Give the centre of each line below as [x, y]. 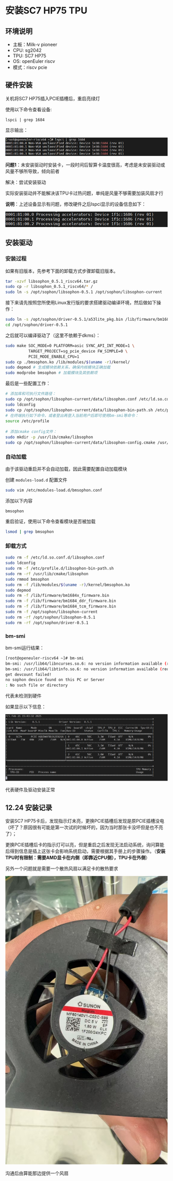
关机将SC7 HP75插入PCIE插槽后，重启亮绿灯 [53, 98]
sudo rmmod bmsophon [28, 579]
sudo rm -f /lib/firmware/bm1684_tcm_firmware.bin [61, 606]
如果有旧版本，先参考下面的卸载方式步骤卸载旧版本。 [62, 271]
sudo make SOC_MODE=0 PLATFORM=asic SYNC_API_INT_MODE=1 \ [70, 345]
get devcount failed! [29, 674]
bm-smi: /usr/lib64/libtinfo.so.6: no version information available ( [84, 669]
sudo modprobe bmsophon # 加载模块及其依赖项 [51, 373]
